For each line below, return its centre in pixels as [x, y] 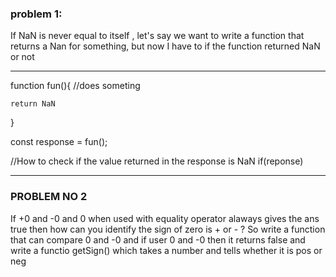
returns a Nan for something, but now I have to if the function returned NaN [165, 46]
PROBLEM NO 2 [49, 197]
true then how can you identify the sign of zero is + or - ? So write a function [168, 229]
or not [22, 57]
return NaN [33, 104]
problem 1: [36, 14]
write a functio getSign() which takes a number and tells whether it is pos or [166, 250]
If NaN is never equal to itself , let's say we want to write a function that [157, 36]
